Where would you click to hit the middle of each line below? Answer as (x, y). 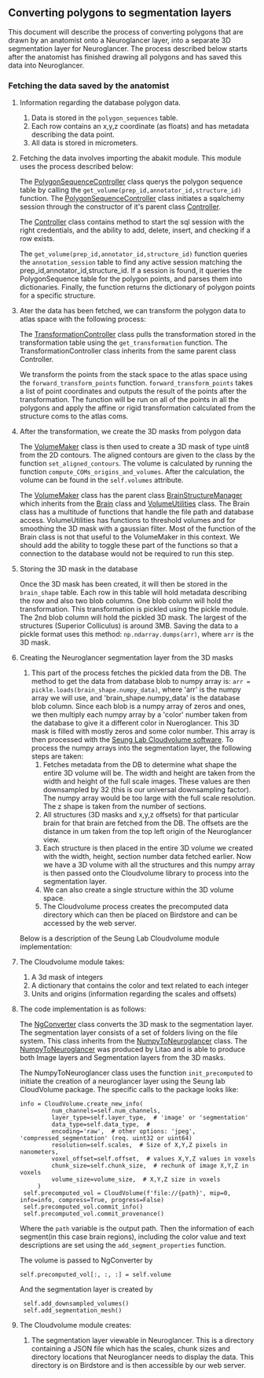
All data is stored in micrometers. (84, 143)
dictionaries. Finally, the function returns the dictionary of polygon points (137, 287)
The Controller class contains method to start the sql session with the (132, 222)
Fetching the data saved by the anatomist (89, 86)
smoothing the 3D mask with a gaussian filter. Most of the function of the (137, 528)
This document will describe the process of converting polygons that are (126, 31)
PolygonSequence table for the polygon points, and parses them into (131, 279)
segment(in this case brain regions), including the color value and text (132, 1237)
